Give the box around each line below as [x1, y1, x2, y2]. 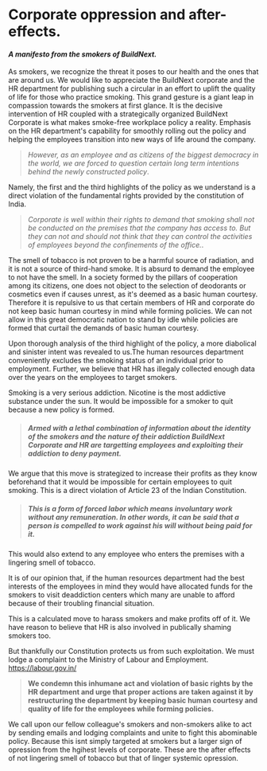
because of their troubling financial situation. [8, 599, 155, 609]
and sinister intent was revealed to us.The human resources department [8, 347, 244, 357]
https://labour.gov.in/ [8, 663, 77, 673]
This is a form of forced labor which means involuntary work [27, 503, 233, 513]
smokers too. [8, 631, 52, 640]
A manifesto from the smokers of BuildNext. [8, 49, 157, 59]
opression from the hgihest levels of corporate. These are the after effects [8, 745, 252, 754]
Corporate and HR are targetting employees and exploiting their [27, 440, 244, 449]
